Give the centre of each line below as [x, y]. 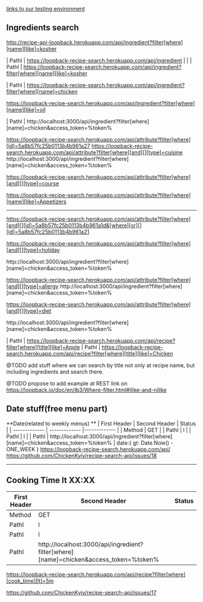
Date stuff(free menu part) [57, 409]
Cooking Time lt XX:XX [51, 480]
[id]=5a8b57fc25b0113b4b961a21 [48, 232]
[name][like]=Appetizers [36, 201]
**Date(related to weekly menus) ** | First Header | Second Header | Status [101, 424]
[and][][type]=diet [29, 310]
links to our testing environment [46, 9]
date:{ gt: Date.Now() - [145, 443]
